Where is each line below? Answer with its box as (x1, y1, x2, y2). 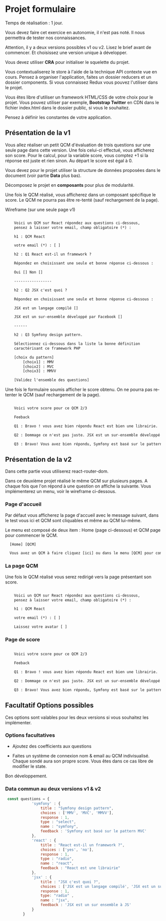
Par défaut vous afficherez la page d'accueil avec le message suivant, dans (5, 512, 159, 518)
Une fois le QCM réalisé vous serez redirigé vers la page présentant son (5, 574, 152, 580)
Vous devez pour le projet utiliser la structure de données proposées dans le (5, 167, 161, 173)
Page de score (5, 636, 41, 643)
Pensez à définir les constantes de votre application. (5, 114, 112, 120)
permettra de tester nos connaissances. (5, 35, 86, 41)
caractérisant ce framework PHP (14, 346, 81, 351)
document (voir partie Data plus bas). (5, 172, 82, 178)
